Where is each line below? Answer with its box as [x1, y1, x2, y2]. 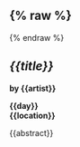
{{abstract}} [9, 127, 54, 138]
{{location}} [9, 110, 56, 121]
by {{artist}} [9, 83, 57, 93]
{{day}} [9, 100, 39, 111]
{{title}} [9, 59, 54, 74]
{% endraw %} [9, 32, 65, 43]
